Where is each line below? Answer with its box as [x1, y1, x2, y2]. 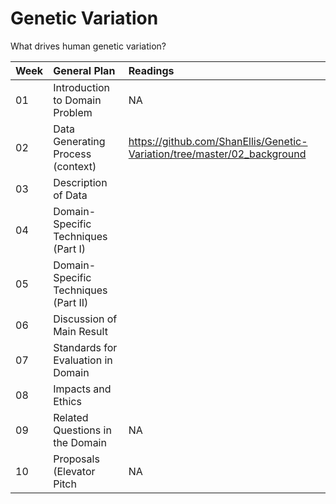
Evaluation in [53, 353, 113, 367]
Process [53, 147, 92, 161]
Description [53, 175, 108, 189]
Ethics [53, 394, 82, 408]
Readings [128, 63, 175, 77]
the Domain [53, 435, 107, 449]
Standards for [53, 340, 118, 354]
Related [53, 410, 89, 424]
